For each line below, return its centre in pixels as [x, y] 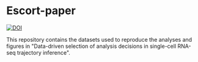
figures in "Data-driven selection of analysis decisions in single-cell [91, 46]
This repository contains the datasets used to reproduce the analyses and [99, 39]
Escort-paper [41, 11]
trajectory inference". [44, 52]
